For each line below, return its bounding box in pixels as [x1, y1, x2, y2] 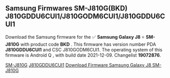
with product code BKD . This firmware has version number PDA [20, 41, 156, 47]
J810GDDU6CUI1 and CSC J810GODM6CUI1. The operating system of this [5, 46, 163, 53]
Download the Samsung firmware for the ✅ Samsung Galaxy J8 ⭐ [5, 34, 145, 40]
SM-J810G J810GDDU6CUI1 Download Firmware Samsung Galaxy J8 [5, 62, 152, 68]
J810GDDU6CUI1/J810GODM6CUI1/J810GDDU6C [5, 12, 165, 21]
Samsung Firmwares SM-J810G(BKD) [5, 4, 128, 13]
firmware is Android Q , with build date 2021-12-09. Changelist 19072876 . [5, 52, 161, 58]
